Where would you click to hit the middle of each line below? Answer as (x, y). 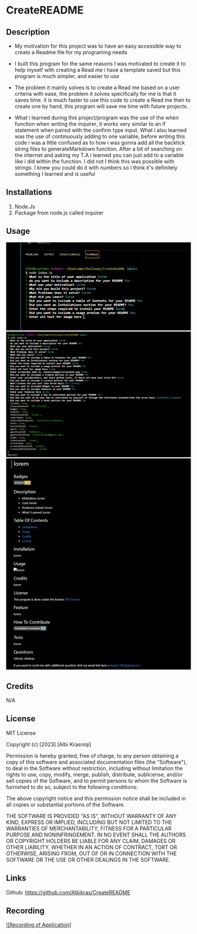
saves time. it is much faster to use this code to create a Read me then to (103, 100)
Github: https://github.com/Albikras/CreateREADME (68, 892)
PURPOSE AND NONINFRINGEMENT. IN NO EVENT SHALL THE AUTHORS (96, 835)
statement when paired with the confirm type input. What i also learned (101, 130)
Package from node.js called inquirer (59, 213)
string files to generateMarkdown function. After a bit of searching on (98, 149)
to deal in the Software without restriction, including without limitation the (94, 768)
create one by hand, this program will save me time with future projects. (101, 106)
